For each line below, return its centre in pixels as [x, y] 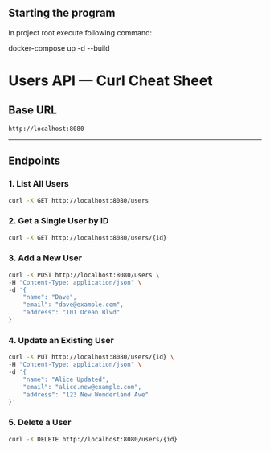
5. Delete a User [40, 423]
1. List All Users [39, 184]
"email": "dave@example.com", [74, 305]
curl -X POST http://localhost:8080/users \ [84, 275]
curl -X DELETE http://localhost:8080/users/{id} [93, 439]
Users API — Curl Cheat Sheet [110, 80]
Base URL [33, 111]
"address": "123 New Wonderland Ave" [86, 394]
